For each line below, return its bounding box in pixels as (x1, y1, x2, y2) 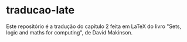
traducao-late (6, 3, 75, 17)
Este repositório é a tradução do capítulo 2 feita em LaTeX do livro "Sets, (6, 23, 182, 30)
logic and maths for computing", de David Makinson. (6, 29, 133, 36)
